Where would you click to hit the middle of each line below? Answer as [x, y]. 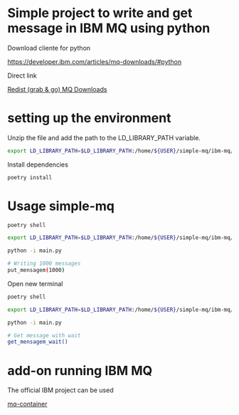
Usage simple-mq [61, 206]
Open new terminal [35, 283]
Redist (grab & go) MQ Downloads [57, 89]
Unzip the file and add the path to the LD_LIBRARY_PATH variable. [104, 137]
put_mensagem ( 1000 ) [36, 270]
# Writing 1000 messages [44, 264]
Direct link [22, 75]
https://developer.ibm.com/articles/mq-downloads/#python [95, 61]
